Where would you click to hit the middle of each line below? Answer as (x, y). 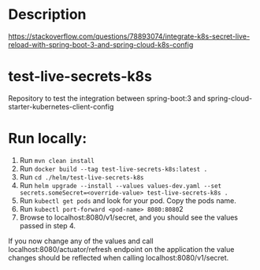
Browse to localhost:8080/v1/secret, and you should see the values (129, 217)
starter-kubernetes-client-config (61, 106)
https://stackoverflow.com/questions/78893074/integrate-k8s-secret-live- (129, 36)
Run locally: (48, 139)
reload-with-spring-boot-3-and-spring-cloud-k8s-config (101, 44)
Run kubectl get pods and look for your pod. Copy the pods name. (128, 200)
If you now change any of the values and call (81, 241)
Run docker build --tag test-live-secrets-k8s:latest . (113, 168)
